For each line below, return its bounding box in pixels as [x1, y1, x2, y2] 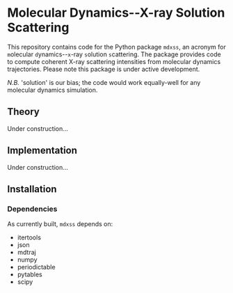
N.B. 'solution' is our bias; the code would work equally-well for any [7, 78, 201, 86]
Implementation [7, 145, 78, 157]
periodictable [17, 263, 56, 271]
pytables [17, 270, 43, 279]
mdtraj [17, 248, 36, 257]
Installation [7, 183, 57, 195]
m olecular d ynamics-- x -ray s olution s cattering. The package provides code [7, 50, 221, 58]
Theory [7, 106, 40, 118]
